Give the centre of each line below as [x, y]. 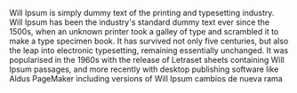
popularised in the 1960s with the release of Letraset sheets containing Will [147, 60]
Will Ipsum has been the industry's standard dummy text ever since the [139, 22]
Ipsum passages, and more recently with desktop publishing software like [144, 69]
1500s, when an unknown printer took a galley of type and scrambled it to [144, 31]
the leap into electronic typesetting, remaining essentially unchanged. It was [149, 50]
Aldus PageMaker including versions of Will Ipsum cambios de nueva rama [146, 78]
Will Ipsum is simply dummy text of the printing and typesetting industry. [142, 13]
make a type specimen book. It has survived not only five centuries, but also [149, 41]
